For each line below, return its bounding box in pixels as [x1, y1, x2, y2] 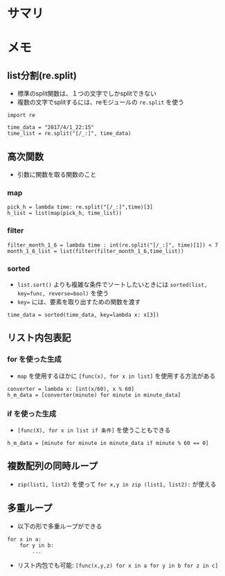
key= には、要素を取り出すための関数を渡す [17, 297, 141, 306]
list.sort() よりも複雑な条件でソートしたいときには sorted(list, [17, 280, 208, 288]
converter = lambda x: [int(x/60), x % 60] [7, 385, 135, 392]
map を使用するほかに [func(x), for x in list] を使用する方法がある [17, 372, 216, 380]
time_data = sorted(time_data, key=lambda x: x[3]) [7, 311, 159, 318]
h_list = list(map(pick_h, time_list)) [7, 210, 123, 217]
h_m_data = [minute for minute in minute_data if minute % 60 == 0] [7, 439, 209, 446]
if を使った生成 [7, 409, 57, 419]
